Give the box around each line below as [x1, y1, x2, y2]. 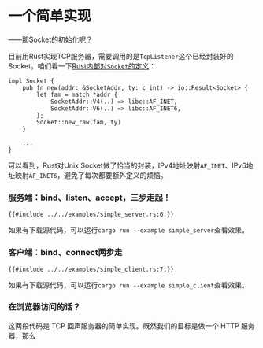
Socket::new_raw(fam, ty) [36, 118, 122, 126]
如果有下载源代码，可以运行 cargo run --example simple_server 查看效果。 [8, 225, 250, 235]
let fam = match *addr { [36, 91, 118, 98]
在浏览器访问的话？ [8, 302, 81, 313]
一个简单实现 [8, 7, 92, 25]
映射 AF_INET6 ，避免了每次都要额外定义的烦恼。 [14, 170, 168, 180]
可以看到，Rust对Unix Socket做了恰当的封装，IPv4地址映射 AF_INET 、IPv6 [8, 161, 246, 170]
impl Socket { [8, 76, 55, 85]
